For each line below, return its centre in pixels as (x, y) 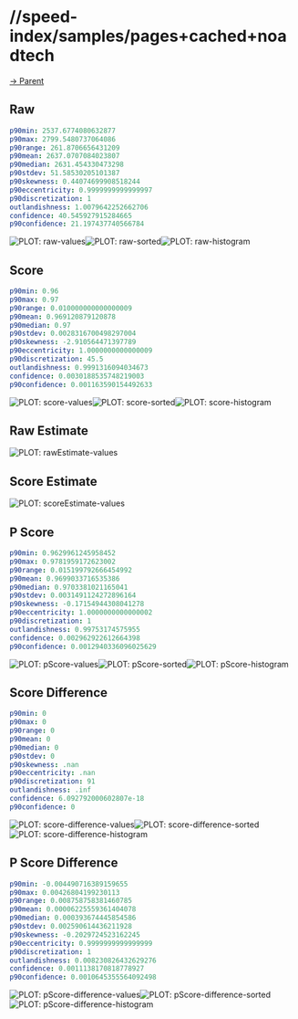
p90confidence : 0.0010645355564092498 (83, 977)
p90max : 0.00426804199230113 (65, 892)
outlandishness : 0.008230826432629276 (83, 961)
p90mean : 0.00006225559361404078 (73, 909)
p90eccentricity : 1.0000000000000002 (81, 613)
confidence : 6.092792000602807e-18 (77, 799)
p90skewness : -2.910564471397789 (73, 342)
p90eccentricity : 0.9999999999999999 (81, 943)
